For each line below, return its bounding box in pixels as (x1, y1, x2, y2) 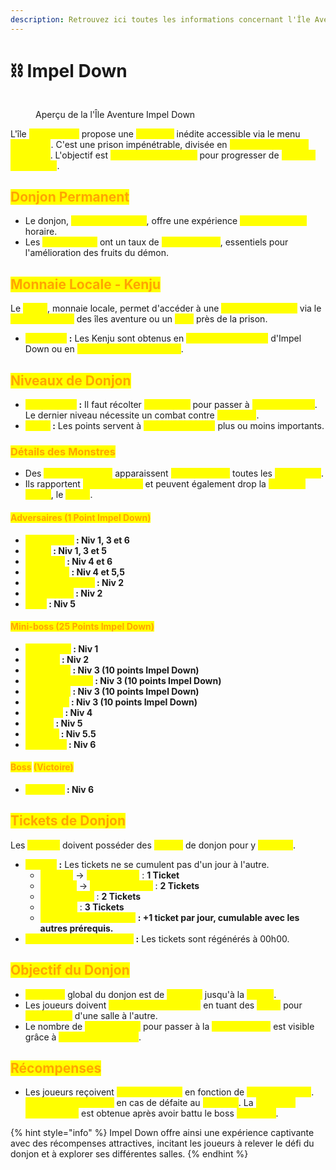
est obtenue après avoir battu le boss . (81, 1107, 279, 1120)
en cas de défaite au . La (116, 1097, 254, 1109)
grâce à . (24, 1031, 142, 1043)
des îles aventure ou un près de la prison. (76, 313, 268, 325)
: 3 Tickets (79, 901, 125, 913)
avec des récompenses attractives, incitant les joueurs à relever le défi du (10, 1137, 315, 1150)
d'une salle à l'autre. (74, 1009, 158, 1021)
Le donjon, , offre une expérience (24, 215, 238, 227)
